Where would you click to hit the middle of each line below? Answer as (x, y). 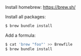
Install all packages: (25, 17)
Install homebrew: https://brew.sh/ (40, 7)
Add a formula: (20, 35)
